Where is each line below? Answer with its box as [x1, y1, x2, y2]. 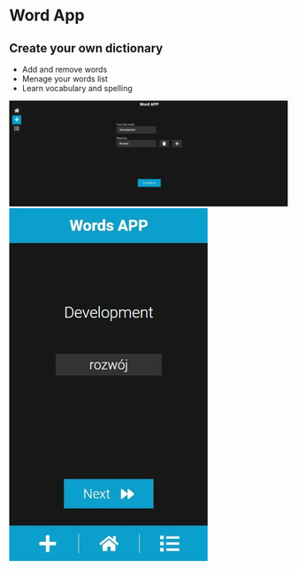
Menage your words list [21, 74, 109, 84]
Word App [9, 5, 86, 26]
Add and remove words [21, 64, 108, 74]
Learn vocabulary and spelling [21, 83, 133, 93]
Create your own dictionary [9, 41, 164, 56]
